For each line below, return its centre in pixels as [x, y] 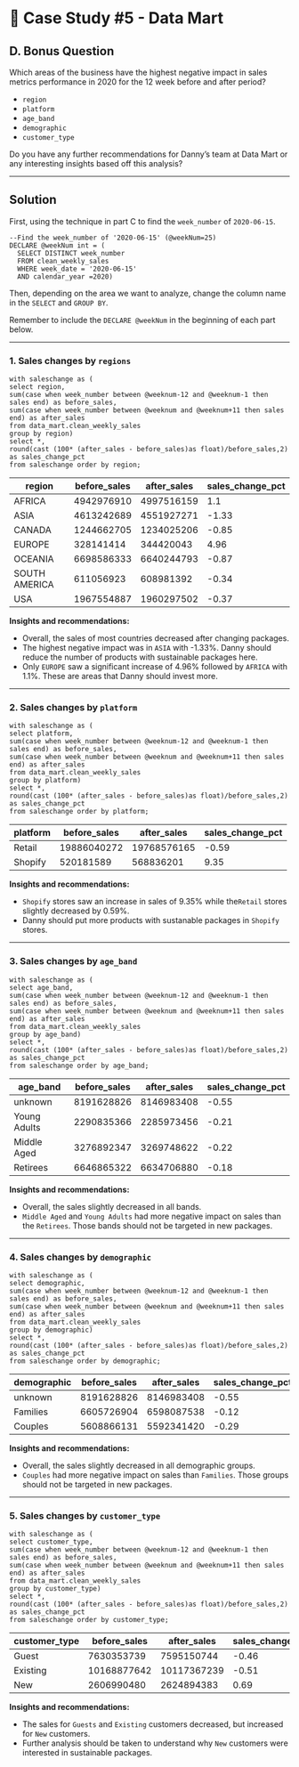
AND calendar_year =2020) [65, 276]
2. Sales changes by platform [73, 708]
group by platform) [45, 781]
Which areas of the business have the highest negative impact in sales [138, 72]
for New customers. [56, 1734]
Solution [33, 200]
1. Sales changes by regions [70, 361]
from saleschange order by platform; [79, 812]
